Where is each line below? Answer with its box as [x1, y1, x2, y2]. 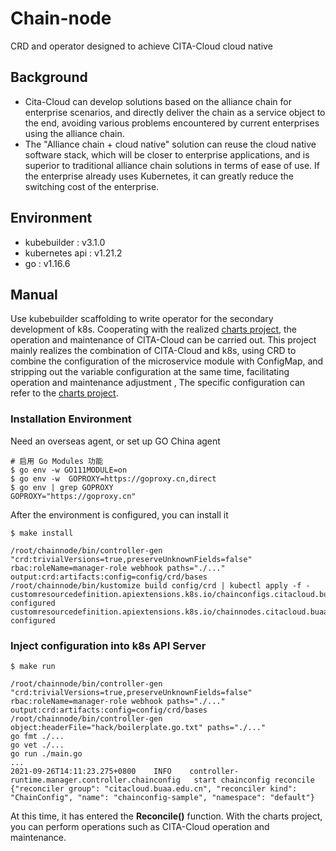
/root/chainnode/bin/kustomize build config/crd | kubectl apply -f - [10, 580, 311, 591]
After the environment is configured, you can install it [10, 508, 229, 521]
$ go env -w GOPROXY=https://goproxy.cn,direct [10, 473, 217, 484]
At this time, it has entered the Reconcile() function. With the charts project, [10, 810, 323, 822]
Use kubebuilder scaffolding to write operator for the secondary [10, 313, 274, 325]
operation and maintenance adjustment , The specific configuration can [10, 377, 306, 389]
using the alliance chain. [24, 127, 125, 139]
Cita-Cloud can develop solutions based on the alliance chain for [24, 95, 292, 107]
